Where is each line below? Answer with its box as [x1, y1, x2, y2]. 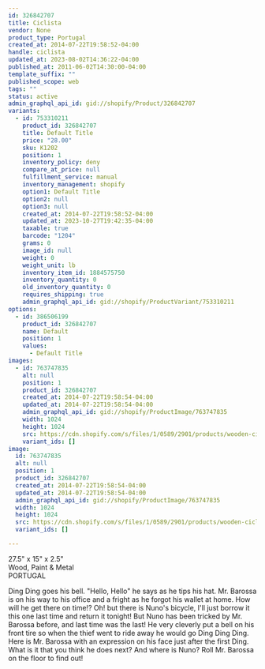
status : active [8, 92, 58, 100]
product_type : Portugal [8, 33, 87, 42]
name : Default [22, 327, 69, 336]
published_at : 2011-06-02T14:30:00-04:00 [8, 63, 147, 71]
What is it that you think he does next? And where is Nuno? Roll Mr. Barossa [8, 645, 255, 654]
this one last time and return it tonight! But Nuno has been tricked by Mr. [8, 611, 243, 621]
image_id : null [22, 246, 73, 254]
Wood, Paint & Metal [8, 562, 75, 572]
